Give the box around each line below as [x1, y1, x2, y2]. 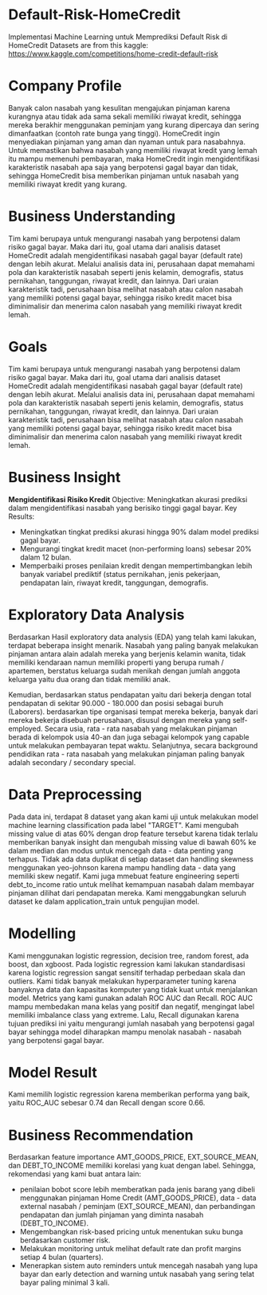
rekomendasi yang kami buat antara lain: [8, 1169, 142, 1179]
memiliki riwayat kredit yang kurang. [8, 179, 128, 189]
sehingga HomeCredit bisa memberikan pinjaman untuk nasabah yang [8, 171, 239, 180]
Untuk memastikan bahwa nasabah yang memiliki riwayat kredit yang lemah [8, 145, 257, 155]
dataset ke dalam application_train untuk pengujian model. [8, 897, 200, 906]
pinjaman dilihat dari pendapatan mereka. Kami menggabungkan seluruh [8, 888, 247, 897]
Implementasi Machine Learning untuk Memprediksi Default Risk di [8, 32, 228, 41]
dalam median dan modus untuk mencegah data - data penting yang [8, 846, 234, 855]
